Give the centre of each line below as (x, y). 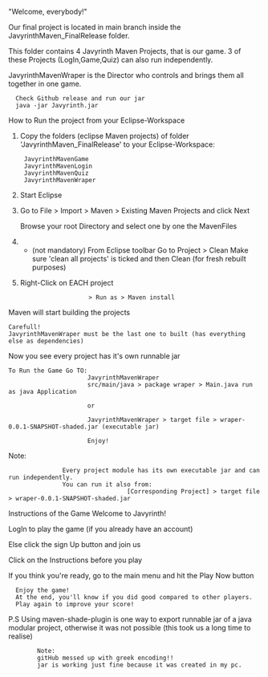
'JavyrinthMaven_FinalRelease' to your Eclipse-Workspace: (117, 144)
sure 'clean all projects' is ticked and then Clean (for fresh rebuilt (139, 259)
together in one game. (45, 84)
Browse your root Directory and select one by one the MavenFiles (128, 226)
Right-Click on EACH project (67, 283)
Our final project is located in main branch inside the (95, 27)
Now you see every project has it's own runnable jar (94, 356)
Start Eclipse (41, 195)
